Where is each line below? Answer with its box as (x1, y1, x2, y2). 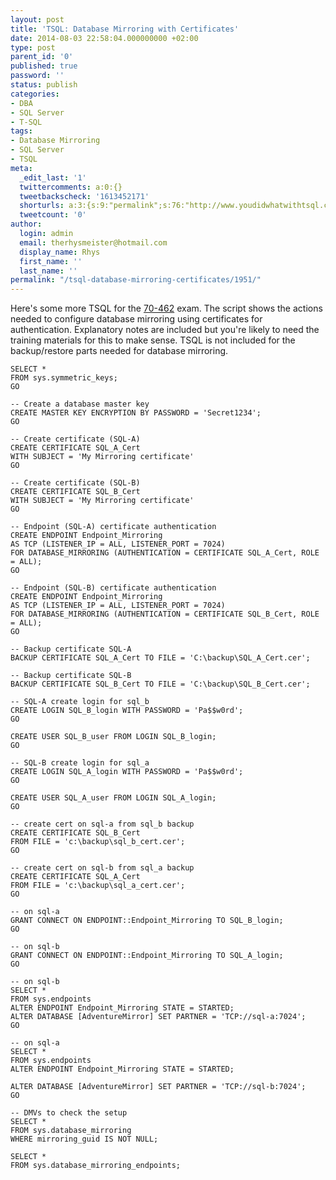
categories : (10, 89, 60, 99)
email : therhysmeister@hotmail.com (19, 237, 168, 248)
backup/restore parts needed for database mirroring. (10, 345, 229, 357)
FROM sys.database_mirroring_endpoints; (10, 1161, 182, 1171)
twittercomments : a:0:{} (19, 182, 123, 192)
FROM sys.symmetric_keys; (10, 373, 118, 383)
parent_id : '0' (10, 52, 74, 62)
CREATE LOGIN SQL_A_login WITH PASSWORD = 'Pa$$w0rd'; (10, 767, 244, 777)
